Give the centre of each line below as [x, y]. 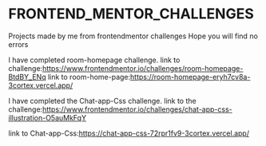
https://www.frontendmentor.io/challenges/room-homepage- [143, 68]
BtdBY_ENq [27, 77]
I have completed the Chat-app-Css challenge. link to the [103, 101]
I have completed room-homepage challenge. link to [94, 60]
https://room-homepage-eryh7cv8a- [191, 77]
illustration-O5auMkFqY [47, 117]
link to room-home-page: [89, 77]
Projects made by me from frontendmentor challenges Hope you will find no [133, 36]
